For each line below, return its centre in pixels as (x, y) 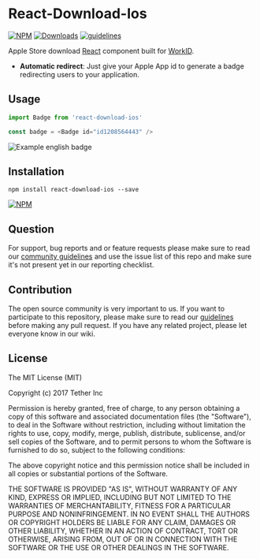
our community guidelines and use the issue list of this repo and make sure (130, 256)
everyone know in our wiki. (52, 334)
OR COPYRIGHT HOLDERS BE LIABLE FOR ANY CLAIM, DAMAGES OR (122, 522)
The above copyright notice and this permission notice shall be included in (129, 465)
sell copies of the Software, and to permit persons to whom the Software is (130, 442)
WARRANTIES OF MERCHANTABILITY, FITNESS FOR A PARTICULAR (119, 505)
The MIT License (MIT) (45, 377)
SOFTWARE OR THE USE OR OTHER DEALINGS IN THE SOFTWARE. (119, 547)
